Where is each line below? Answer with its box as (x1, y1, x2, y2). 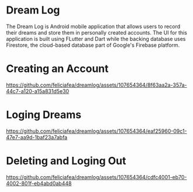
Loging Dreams (6, 108, 82, 122)
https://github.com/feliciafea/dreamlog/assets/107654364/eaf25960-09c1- (6, 127, 187, 135)
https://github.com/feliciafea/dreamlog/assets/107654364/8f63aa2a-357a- (6, 81, 187, 88)
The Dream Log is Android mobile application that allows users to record (6, 23, 180, 30)
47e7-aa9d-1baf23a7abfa (6, 133, 68, 140)
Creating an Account (6, 62, 109, 76)
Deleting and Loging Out (6, 155, 127, 167)
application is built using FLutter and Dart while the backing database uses (6, 35, 186, 42)
